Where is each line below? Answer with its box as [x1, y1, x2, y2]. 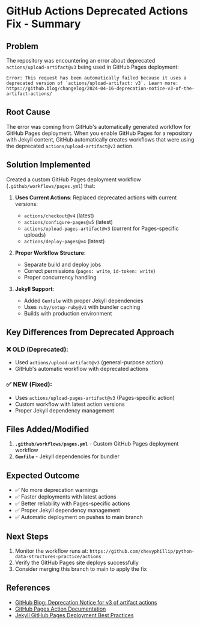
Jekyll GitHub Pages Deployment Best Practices [14, 611, 134, 618]
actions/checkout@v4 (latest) [23, 212, 94, 219]
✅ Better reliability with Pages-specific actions [14, 500, 130, 507]
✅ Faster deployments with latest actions [14, 493, 117, 500]
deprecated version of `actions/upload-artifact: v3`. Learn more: [6, 80, 179, 86]
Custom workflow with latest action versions [14, 400, 125, 408]
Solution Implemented [6, 160, 91, 170]
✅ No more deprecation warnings [14, 487, 98, 494]
